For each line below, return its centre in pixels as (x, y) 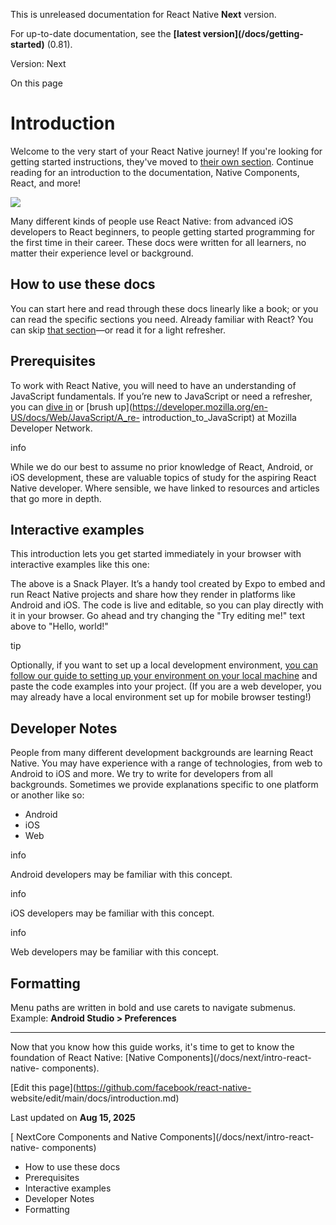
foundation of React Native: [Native (83, 1057)
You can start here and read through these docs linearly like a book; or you (164, 308)
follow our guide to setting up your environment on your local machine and (164, 676)
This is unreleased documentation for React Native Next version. (143, 14)
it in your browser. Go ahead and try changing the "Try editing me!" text (158, 616)
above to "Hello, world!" (59, 626)
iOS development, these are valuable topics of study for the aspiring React (163, 477)
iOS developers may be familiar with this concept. (112, 913)
